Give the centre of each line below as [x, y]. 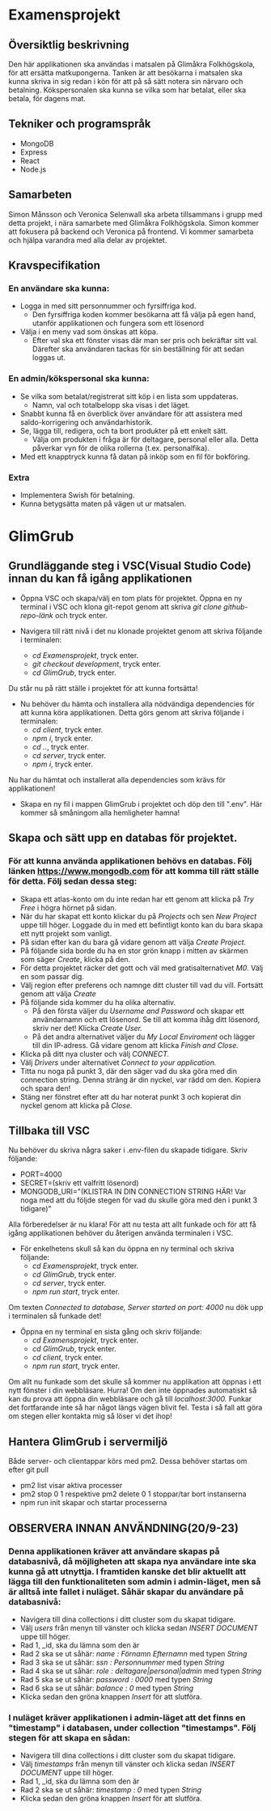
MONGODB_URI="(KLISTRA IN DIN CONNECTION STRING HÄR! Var [133, 1192]
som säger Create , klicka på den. [75, 959]
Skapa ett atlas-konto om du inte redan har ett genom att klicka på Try [137, 899]
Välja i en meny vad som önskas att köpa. [89, 332]
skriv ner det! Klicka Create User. [87, 1028]
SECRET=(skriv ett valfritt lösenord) [79, 1183]
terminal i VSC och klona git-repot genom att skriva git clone [121, 606]
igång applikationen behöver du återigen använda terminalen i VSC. [121, 1233]
